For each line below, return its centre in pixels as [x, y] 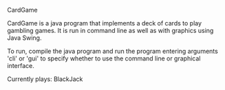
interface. [21, 66]
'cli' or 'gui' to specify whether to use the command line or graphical [104, 58]
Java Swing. [24, 38]
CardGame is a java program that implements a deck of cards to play [104, 23]
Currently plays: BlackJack [45, 79]
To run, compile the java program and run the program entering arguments [112, 51]
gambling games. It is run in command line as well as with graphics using [110, 31]
